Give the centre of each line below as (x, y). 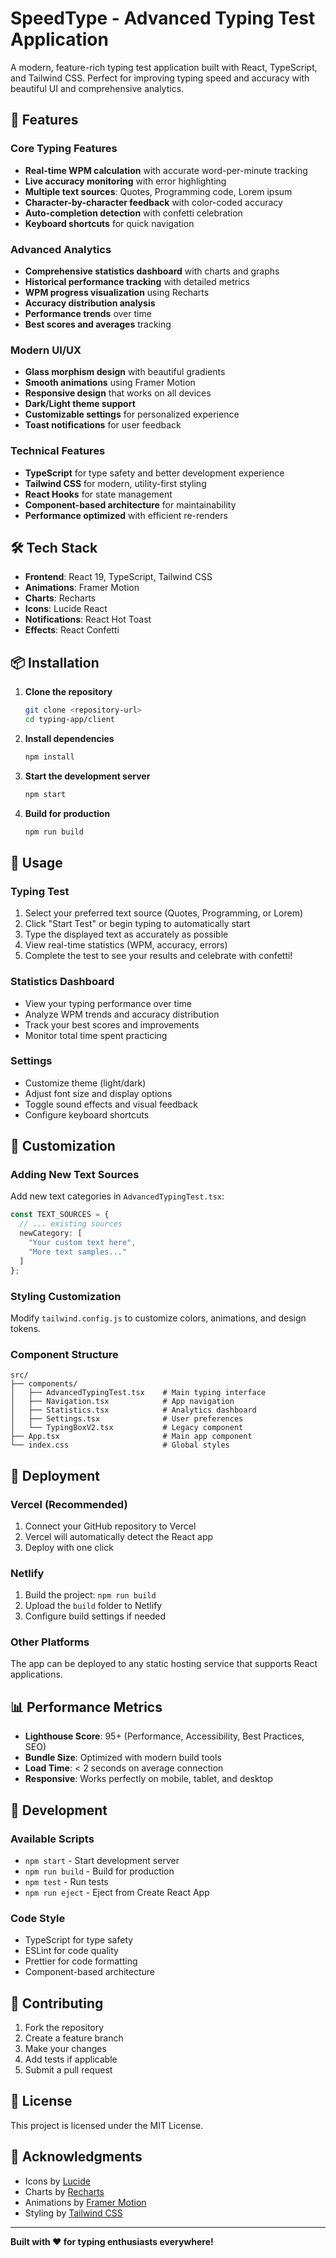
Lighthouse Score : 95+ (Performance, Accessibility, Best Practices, (164, 1736)
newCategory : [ (51, 1233)
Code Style (38, 1918)
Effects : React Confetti (72, 630)
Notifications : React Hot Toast (88, 619)
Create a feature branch (74, 2038)
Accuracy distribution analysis (90, 303)
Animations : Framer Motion (82, 588)
